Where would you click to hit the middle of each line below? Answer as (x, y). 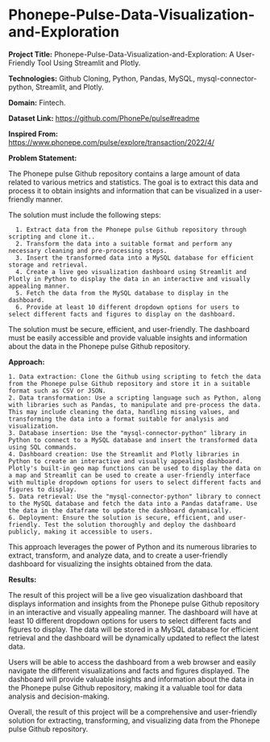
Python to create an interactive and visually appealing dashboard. (126, 461)
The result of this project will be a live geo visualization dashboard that (126, 595)
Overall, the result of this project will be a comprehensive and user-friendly (133, 711)
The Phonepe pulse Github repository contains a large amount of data (124, 173)
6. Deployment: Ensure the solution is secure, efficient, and (117, 517)
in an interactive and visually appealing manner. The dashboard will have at (133, 612)
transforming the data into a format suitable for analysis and (118, 419)
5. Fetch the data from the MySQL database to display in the (122, 293)
